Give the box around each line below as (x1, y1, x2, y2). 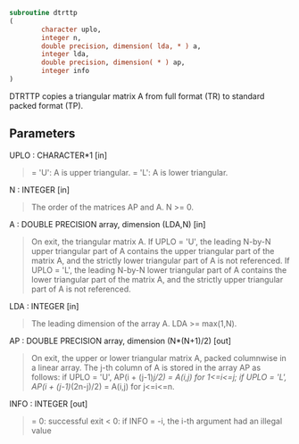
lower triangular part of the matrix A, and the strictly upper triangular (30, 274, 284, 284)
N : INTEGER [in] (9, 184, 70, 195)
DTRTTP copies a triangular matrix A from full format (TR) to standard (9, 90, 265, 102)
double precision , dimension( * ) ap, (41, 58, 186, 67)
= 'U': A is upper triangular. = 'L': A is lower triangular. (30, 167, 228, 177)
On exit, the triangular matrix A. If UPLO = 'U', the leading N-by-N (30, 236, 271, 247)
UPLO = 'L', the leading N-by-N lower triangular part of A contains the (30, 264, 287, 275)
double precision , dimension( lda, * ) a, (41, 41, 202, 51)
